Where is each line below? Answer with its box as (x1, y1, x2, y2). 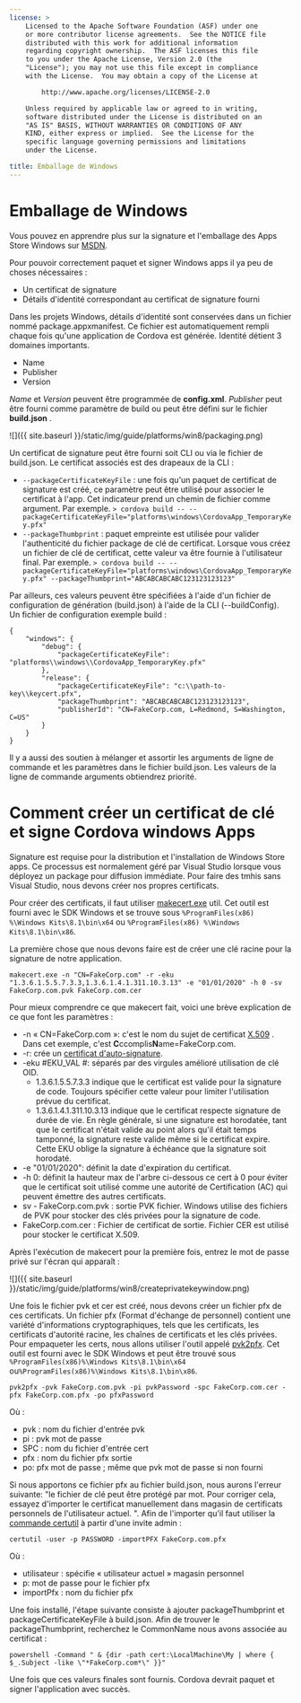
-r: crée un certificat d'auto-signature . (21, 1048, 163, 1058)
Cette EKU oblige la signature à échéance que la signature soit (35, 1143, 267, 1154)
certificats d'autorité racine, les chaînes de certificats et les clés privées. (9, 1329, 278, 1339)
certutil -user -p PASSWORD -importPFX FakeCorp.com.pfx (9, 1534, 227, 1544)
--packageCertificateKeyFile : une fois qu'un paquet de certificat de (21, 474, 278, 485)
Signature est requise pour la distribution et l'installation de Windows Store (9, 851, 285, 862)
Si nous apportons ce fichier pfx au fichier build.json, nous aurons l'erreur (9, 1479, 282, 1490)
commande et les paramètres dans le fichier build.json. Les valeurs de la (9, 761, 277, 772)
